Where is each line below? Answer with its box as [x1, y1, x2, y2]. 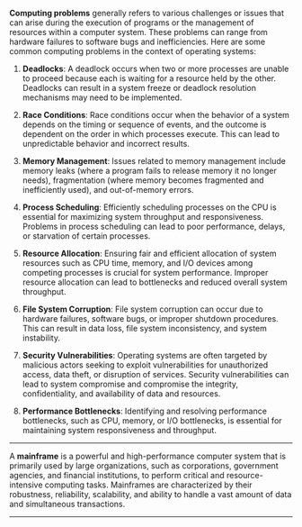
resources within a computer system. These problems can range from [9, 27, 268, 37]
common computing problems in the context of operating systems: [9, 46, 256, 57]
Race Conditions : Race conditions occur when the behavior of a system [22, 110, 290, 120]
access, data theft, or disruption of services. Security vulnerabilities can [22, 369, 289, 379]
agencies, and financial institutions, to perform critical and [9, 470, 225, 480]
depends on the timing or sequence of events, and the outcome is [22, 119, 267, 130]
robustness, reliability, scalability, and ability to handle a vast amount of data [9, 489, 292, 499]
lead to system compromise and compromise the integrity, [22, 378, 239, 389]
